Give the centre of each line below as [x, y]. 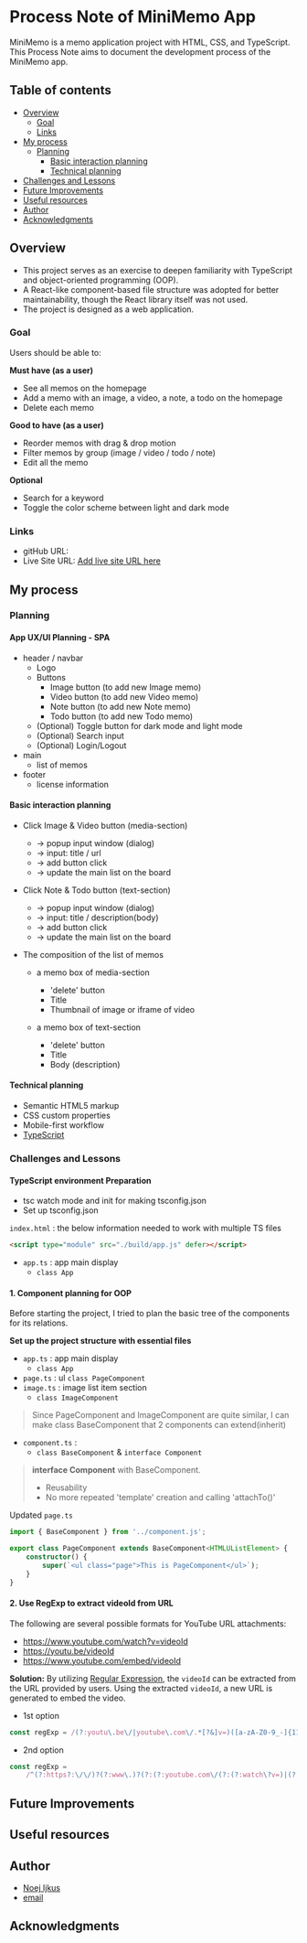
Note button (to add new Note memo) [121, 706]
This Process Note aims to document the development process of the [140, 51]
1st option [41, 1715]
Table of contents [60, 90]
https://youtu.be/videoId [68, 1651]
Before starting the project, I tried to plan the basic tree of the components [150, 1314]
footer [34, 774]
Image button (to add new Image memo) [126, 687]
